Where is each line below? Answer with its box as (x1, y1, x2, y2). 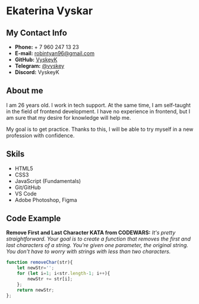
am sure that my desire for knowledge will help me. (6, 114, 131, 121)
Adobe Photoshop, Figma (14, 196, 77, 203)
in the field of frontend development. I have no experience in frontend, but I (6, 108, 191, 115)
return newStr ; (17, 287, 55, 293)
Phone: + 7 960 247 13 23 (14, 43, 79, 50)
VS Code (14, 190, 37, 197)
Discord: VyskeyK (14, 69, 59, 75)
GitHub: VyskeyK (14, 56, 58, 63)
